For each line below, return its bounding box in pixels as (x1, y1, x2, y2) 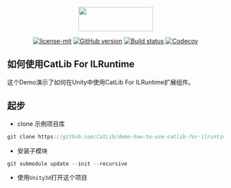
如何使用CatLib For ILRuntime (7, 58, 135, 70)
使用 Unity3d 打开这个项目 (16, 174, 87, 182)
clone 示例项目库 (16, 119, 65, 128)
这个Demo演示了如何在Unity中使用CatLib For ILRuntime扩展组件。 (7, 78, 195, 86)
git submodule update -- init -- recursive (7, 160, 128, 167)
